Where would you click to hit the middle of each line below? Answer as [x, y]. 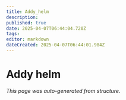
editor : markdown [28, 39]
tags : [13, 34]
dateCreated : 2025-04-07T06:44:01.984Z [56, 45]
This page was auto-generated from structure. [63, 90]
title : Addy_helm [28, 12]
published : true [26, 23]
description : [22, 17]
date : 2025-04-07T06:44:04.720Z [46, 28]
